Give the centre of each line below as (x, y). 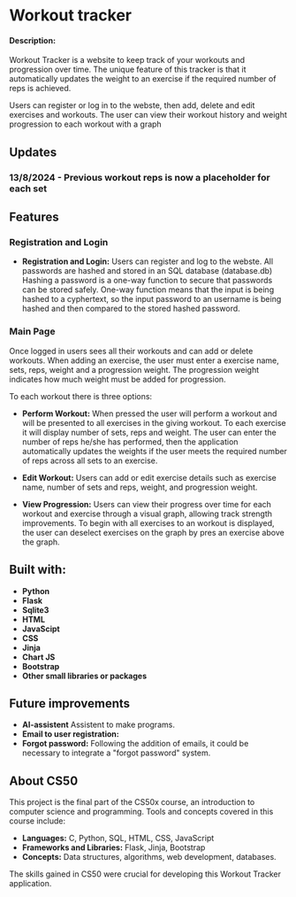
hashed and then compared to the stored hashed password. (131, 309)
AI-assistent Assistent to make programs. (98, 725)
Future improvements (70, 704)
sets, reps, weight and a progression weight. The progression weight (134, 369)
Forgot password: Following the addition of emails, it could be (135, 744)
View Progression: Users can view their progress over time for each (147, 504)
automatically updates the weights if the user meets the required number (154, 451)
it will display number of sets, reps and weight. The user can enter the (149, 432)
